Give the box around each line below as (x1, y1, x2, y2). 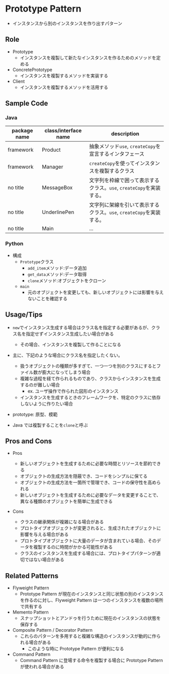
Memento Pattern (12, 609, 49, 615)
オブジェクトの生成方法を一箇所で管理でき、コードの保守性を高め (20, 480, 157, 486)
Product (42, 147, 61, 154)
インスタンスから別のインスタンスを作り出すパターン (12, 20, 122, 26)
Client (12, 78, 25, 84)
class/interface (44, 127, 82, 134)
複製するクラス (99, 167, 135, 174)
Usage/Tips (5, 310, 43, 319)
